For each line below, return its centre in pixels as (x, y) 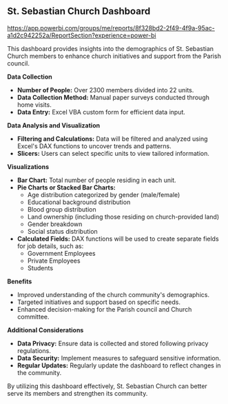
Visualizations (28, 166)
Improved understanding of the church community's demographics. (113, 294)
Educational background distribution (79, 202)
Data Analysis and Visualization (54, 125)
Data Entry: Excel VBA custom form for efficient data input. (101, 112)
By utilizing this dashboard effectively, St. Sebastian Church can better (107, 386)
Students (40, 267)
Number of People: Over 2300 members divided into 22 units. (105, 90)
